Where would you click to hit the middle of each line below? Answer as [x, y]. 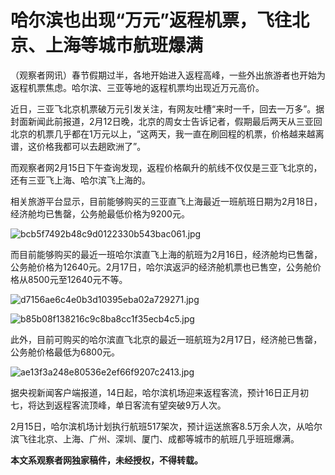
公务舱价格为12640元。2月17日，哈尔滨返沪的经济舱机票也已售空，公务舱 [161, 267]
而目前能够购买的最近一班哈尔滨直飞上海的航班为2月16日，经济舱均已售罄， [166, 254]
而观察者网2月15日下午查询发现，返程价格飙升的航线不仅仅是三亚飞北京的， [166, 167]
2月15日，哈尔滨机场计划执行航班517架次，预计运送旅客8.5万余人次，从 [157, 426]
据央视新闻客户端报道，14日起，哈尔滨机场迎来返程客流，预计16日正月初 [160, 392]
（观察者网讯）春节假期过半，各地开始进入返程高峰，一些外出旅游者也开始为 [168, 75]
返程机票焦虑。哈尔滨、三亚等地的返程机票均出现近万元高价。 [137, 87]
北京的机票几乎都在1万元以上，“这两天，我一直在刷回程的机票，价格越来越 [163, 133]
